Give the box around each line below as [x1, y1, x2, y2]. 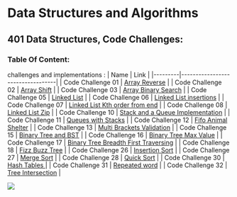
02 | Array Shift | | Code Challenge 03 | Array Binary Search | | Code [7, 85, 207, 94]
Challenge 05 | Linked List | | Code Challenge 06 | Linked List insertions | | [7, 93, 225, 101]
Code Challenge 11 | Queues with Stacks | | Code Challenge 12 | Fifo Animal [7, 116, 228, 124]
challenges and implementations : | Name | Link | [7, 70, 150, 79]
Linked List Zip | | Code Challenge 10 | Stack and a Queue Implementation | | [7, 108, 231, 116]
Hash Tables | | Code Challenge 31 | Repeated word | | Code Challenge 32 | [7, 161, 228, 169]
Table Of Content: [7, 55, 70, 64]
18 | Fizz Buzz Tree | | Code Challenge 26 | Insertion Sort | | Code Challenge [7, 145, 230, 154]
